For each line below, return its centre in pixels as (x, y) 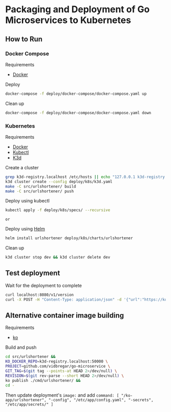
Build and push (21, 347)
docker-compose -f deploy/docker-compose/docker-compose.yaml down (78, 113)
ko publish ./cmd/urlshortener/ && (43, 380)
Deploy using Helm (25, 229)
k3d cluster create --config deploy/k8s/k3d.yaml (59, 182)
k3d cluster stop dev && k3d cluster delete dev (58, 257)
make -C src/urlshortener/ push (39, 191)
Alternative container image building (65, 315)
